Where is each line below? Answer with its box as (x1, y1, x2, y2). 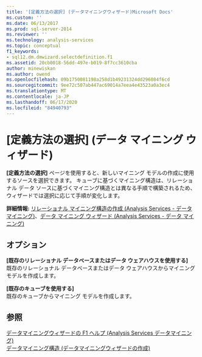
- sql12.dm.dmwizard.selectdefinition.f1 (6, 54, 113, 60)
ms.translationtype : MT (6, 88, 67, 94)
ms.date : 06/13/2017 (6, 20, 59, 26)
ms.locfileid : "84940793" (6, 104, 72, 111)
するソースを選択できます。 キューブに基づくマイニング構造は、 (6, 177, 167, 184)
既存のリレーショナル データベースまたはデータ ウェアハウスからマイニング (6, 265, 196, 272)
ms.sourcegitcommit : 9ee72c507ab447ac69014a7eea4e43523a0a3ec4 (6, 83, 170, 89)
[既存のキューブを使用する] (6, 285, 74, 292)
